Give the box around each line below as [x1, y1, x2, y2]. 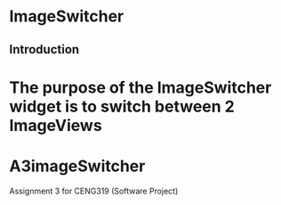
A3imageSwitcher [9, 156, 146, 176]
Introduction [9, 42, 80, 57]
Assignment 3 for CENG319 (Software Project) [9, 185, 179, 196]
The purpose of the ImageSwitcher [9, 78, 272, 97]
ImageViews [9, 115, 102, 135]
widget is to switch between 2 [9, 96, 236, 117]
